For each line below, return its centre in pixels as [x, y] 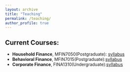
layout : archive [21, 9]
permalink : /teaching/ [28, 18]
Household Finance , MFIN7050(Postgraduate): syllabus [68, 54]
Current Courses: [32, 42]
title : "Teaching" [24, 14]
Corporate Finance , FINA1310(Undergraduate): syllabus [67, 65]
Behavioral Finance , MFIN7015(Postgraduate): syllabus [67, 59]
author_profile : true [27, 23]
